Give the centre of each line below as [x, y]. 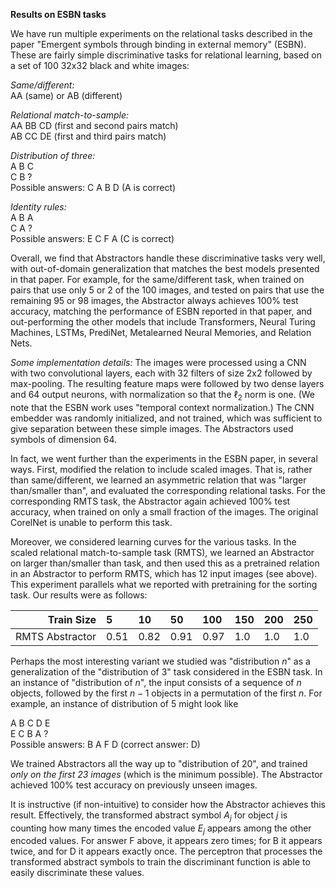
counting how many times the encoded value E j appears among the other [161, 829]
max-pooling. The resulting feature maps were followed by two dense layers [167, 383]
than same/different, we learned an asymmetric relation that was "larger [158, 480]
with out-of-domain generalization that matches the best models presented [165, 268]
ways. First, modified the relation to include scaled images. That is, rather [161, 469]
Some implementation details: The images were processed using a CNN [158, 362]
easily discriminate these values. [77, 873]
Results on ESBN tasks [58, 14]
